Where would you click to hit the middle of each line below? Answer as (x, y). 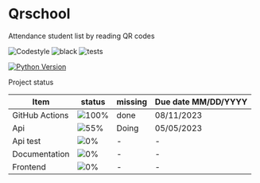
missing (132, 102)
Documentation (41, 154)
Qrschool (39, 14)
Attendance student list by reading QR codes (81, 36)
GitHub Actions (41, 115)
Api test (27, 141)
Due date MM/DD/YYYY (201, 102)
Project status (31, 82)
